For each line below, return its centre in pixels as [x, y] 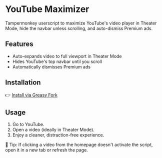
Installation [23, 83]
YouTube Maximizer [47, 9]
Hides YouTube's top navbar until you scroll [57, 61]
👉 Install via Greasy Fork [31, 95]
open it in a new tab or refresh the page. [47, 150]
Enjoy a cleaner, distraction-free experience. [58, 135]
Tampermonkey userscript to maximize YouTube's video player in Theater [81, 23]
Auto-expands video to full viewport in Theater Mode [67, 56]
